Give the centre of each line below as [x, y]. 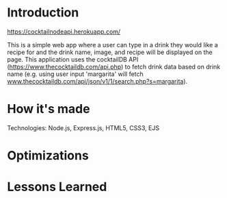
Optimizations [48, 156]
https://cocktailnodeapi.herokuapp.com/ [64, 32]
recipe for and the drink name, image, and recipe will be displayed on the [110, 52]
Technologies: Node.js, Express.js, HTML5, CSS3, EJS [83, 127]
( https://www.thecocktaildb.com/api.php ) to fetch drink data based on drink [114, 66]
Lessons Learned [57, 187]
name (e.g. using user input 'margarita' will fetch [75, 74]
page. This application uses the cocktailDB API [73, 59]
